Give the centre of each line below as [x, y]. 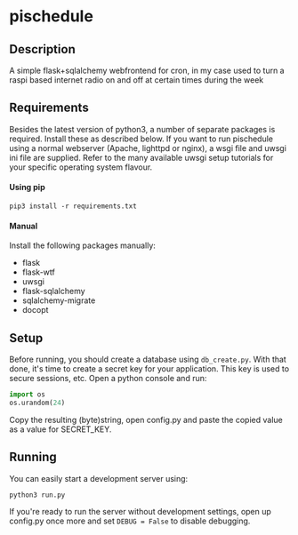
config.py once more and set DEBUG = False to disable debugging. [130, 521]
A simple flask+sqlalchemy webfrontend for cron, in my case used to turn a [147, 70]
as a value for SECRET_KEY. [60, 429]
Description [42, 49]
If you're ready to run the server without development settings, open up [140, 511]
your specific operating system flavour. [81, 167]
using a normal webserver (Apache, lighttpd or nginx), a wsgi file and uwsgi [148, 148]
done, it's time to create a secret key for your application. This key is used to [149, 369]
